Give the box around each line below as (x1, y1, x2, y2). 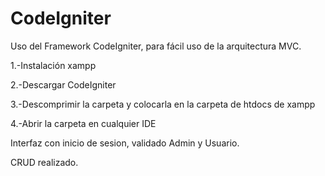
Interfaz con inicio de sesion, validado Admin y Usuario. (10, 137, 240, 149)
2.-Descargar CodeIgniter (10, 78, 117, 91)
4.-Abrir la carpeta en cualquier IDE (10, 117, 157, 129)
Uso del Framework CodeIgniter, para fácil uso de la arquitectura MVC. (10, 40, 302, 52)
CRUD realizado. (10, 156, 79, 168)
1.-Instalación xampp (10, 59, 97, 71)
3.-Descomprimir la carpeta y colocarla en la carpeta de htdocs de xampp (10, 98, 316, 110)
